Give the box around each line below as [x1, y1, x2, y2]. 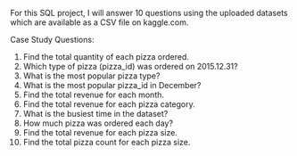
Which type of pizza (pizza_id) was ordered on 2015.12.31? [22, 62, 239, 71]
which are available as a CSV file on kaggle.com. [10, 17, 189, 28]
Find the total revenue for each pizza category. [22, 99, 195, 110]
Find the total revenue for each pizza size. [22, 127, 177, 137]
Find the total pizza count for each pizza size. [22, 137, 191, 147]
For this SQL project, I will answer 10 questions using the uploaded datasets [10, 8, 288, 18]
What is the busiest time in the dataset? [22, 109, 169, 119]
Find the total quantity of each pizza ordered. [22, 52, 190, 62]
